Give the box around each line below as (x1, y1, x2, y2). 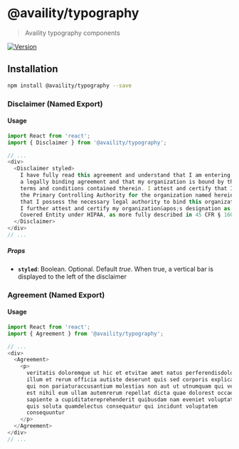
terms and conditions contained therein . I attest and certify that (20, 185, 228, 192)
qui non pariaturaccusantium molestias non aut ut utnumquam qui (26, 383, 224, 390)
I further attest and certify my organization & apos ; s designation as (20, 205, 231, 212)
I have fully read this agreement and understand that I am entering (20, 172, 231, 179)
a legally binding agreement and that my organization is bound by (20, 178, 224, 185)
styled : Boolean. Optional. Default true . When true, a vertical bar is (17, 264, 213, 273)
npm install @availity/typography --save (7, 82, 132, 89)
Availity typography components (24, 29, 121, 37)
